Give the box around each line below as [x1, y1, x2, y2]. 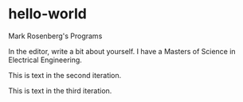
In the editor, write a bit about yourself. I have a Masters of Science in [8, 46, 237, 56]
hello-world [8, 5, 88, 23]
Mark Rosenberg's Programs [8, 31, 103, 41]
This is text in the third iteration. [8, 85, 112, 96]
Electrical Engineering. [8, 55, 82, 65]
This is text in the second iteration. [8, 70, 122, 80]
